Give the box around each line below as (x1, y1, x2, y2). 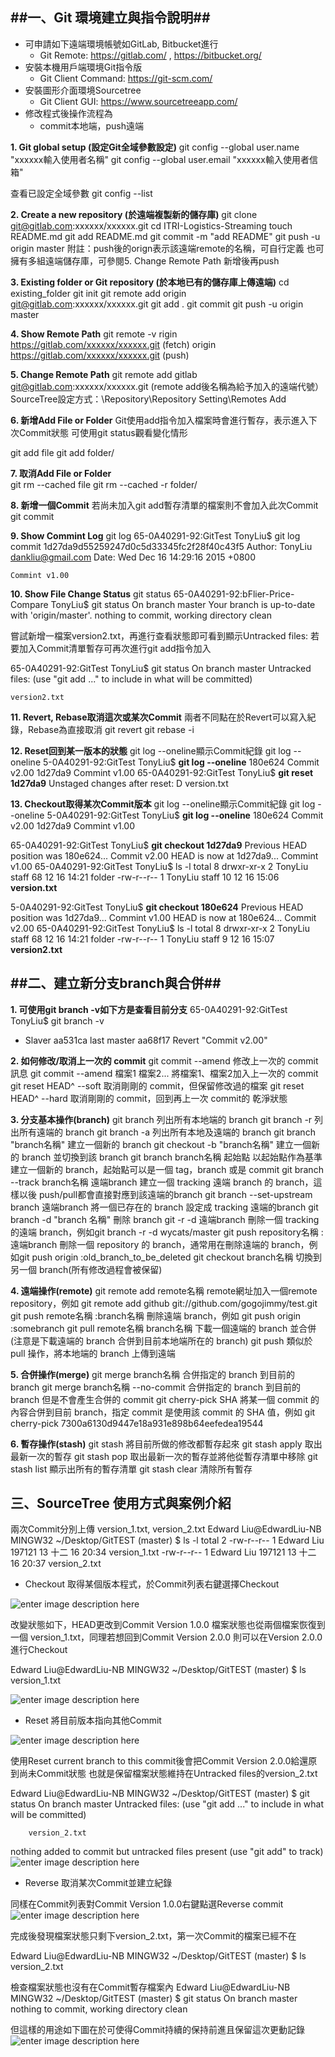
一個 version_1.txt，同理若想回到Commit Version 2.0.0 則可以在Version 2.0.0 (10, 1631, 323, 1643)
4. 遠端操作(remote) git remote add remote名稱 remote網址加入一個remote (10, 1284, 318, 1297)
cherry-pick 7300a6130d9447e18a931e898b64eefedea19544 (10, 1417, 264, 1429)
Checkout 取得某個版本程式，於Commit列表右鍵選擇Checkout (24, 1578, 280, 1590)
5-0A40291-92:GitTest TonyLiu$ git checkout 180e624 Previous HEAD (10, 901, 304, 913)
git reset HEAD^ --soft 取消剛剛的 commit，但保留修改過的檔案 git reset (10, 1079, 305, 1092)
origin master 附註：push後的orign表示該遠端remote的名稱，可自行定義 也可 (10, 242, 325, 254)
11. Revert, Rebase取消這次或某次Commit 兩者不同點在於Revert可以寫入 (10, 711, 308, 723)
